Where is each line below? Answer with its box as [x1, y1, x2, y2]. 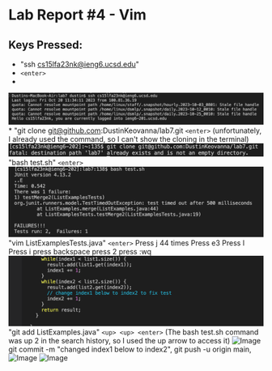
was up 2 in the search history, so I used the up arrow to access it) [8, 335, 231, 345]
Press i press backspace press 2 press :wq [8, 246, 152, 256]
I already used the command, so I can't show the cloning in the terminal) [8, 134, 249, 144]
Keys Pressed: [8, 38, 83, 52]
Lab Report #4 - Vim [8, 6, 147, 24]
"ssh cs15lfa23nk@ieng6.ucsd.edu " [19, 59, 140, 69]
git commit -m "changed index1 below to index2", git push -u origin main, [8, 344, 253, 354]
